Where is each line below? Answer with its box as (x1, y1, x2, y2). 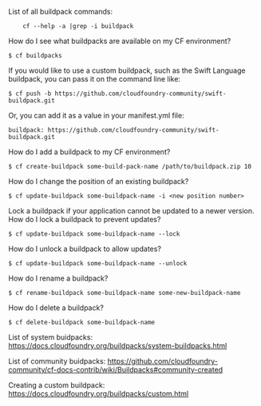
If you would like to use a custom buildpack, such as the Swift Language (8, 66, 246, 75)
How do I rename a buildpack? (8, 273, 109, 283)
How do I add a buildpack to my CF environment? (8, 147, 171, 157)
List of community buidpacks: (8, 356, 106, 366)
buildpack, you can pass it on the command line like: (8, 74, 181, 83)
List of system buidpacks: (8, 332, 93, 342)
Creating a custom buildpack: (8, 380, 105, 390)
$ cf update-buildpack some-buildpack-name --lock (8, 230, 180, 238)
